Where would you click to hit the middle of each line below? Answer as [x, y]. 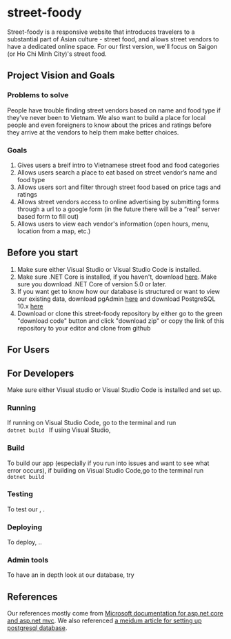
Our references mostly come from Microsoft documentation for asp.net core [115, 613]
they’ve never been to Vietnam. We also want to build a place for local [106, 117]
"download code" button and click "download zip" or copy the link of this [121, 321]
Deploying [25, 527]
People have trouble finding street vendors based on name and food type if [114, 110]
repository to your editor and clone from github [84, 328]
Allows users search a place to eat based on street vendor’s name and [117, 172]
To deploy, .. [25, 542]
